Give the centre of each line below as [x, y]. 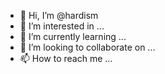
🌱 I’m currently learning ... [73, 36]
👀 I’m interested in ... [62, 26]
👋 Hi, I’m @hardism [59, 15]
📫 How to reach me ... [66, 58]
